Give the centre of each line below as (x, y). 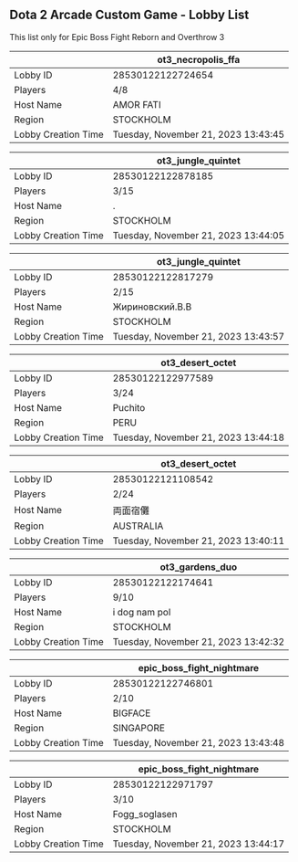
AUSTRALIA (138, 526)
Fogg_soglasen (145, 814)
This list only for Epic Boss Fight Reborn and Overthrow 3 (117, 37)
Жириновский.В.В (152, 307)
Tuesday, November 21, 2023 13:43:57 (199, 336)
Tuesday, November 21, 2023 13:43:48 (199, 742)
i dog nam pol (142, 612)
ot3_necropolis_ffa (199, 59)
